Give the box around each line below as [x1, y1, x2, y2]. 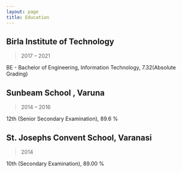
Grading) [6, 70, 28, 78]
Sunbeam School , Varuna [6, 87, 105, 98]
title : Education [6, 14, 50, 20]
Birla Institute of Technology [6, 37, 115, 47]
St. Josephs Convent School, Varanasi [6, 132, 152, 142]
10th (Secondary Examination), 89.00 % [6, 160, 105, 167]
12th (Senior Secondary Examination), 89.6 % [6, 115, 119, 123]
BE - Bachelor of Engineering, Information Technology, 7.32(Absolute [6, 64, 177, 71]
